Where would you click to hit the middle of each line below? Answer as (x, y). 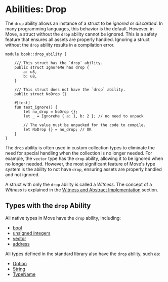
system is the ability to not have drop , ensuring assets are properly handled (83, 169)
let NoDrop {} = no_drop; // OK (58, 129)
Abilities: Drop (36, 9)
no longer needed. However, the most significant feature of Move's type (80, 164)
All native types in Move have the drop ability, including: (63, 218)
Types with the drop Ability (48, 206)
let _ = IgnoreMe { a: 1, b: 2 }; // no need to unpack (83, 116)
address (21, 244)
